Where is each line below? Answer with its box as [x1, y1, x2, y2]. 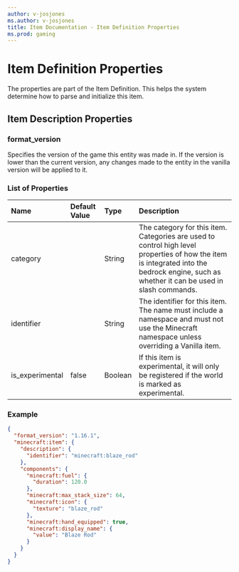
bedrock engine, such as [138, 267, 222, 277]
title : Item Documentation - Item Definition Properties [7, 24, 180, 31]
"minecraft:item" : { [14, 439, 75, 446]
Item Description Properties [7, 113, 133, 125]
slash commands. [138, 285, 198, 295]
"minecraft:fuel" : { [26, 472, 87, 479]
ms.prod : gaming [7, 30, 55, 38]
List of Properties [7, 183, 69, 193]
